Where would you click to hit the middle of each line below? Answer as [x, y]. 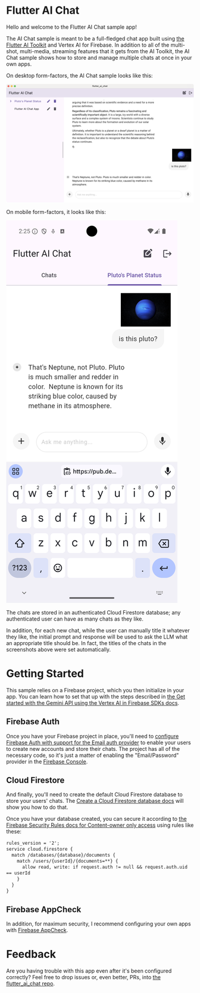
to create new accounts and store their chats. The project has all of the [93, 748]
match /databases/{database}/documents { [64, 855]
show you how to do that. [37, 807]
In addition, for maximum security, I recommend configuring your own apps [99, 924]
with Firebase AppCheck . [37, 930]
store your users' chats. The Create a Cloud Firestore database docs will [95, 801]
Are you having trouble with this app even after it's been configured [89, 971]
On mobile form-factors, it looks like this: [56, 212]
